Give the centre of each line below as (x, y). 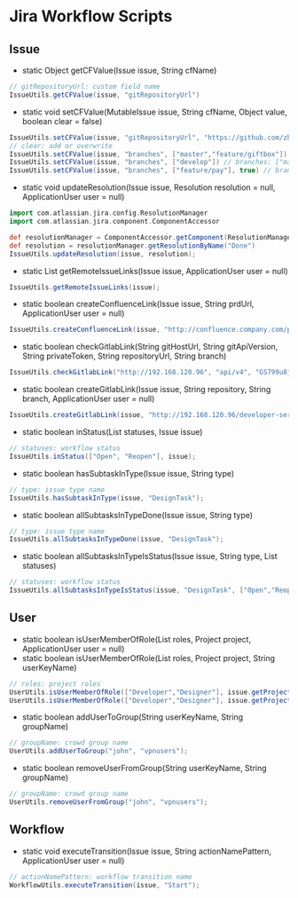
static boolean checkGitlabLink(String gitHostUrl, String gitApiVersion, (150, 347)
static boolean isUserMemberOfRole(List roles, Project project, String (149, 658)
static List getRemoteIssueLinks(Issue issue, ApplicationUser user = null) (155, 271)
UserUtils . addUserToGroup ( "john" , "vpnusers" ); (99, 752)
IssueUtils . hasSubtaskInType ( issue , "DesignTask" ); (106, 498)
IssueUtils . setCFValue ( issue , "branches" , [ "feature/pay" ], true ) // (141, 170)
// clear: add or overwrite (61, 146)
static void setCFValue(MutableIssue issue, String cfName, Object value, (154, 112)
